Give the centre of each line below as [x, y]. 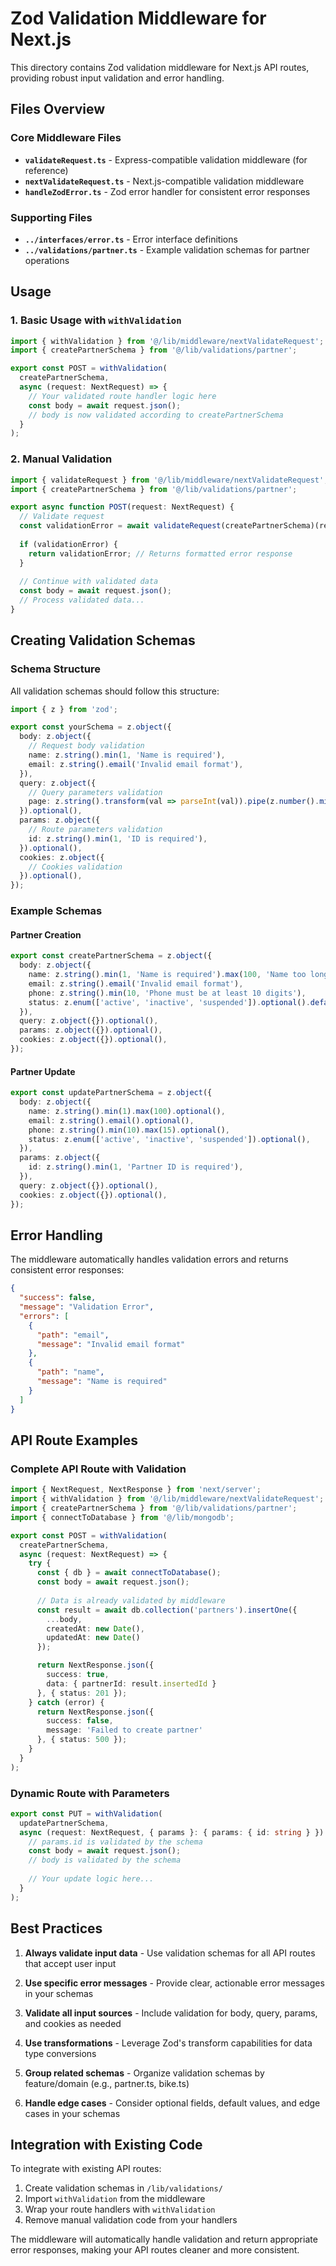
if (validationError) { [68, 544]
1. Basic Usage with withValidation [96, 320]
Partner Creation [46, 934]
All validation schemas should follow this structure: [115, 691]
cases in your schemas [72, 2113]
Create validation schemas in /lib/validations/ [123, 2188]
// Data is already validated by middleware [131, 1600]
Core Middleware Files [66, 138]
